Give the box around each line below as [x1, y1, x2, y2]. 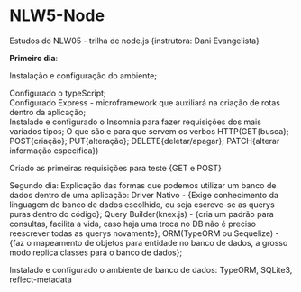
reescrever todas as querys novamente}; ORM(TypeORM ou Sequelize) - [9, 227, 279, 239]
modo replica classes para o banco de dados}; [9, 247, 183, 258]
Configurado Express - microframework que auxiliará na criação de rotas [9, 96, 281, 108]
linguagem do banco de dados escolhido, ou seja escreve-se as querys [9, 199, 275, 210]
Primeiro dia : [9, 52, 59, 63]
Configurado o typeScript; [9, 87, 106, 98]
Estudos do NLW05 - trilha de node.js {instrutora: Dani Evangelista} [9, 35, 260, 46]
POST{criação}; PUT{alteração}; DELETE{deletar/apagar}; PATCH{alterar [9, 135, 280, 146]
